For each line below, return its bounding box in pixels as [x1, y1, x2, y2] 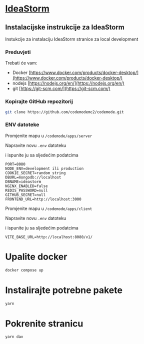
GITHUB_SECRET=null [5, 192, 46, 197]
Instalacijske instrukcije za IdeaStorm [5, 23, 125, 31]
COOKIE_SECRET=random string [5, 170, 66, 175]
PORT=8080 [5, 161, 26, 166]
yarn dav [5, 334, 23, 339]
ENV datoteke [5, 121, 39, 128]
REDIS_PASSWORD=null [5, 188, 48, 193]
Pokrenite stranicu [5, 318, 83, 329]
